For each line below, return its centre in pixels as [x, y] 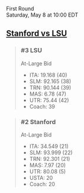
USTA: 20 [41, 178]
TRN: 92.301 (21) [50, 159]
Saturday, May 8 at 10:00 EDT [42, 15]
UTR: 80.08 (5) [48, 171]
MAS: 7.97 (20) [48, 165]
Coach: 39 [42, 106]
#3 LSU [31, 50]
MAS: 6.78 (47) [48, 94]
